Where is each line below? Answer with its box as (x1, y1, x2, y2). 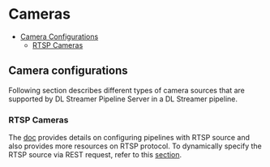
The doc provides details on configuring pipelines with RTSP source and (8, 133, 250, 143)
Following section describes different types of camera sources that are (8, 85, 245, 95)
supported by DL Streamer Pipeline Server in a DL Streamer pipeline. (8, 94, 238, 104)
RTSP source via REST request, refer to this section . (8, 150, 182, 160)
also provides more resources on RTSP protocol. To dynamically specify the (8, 141, 262, 151)
